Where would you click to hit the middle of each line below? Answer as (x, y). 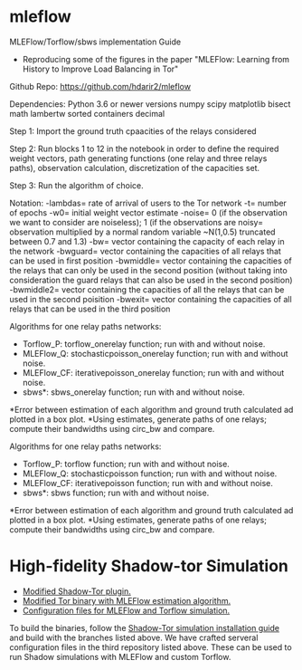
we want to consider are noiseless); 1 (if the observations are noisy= (137, 222)
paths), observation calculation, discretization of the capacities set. (135, 167)
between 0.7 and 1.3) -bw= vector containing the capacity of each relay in (147, 241)
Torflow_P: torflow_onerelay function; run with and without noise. (144, 344)
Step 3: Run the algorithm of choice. (77, 185)
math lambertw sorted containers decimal (87, 113)
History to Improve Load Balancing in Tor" (100, 69)
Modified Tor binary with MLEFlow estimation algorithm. (127, 600)
